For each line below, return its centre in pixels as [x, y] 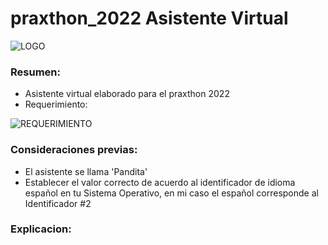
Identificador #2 [58, 203]
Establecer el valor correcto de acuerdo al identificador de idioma [160, 182]
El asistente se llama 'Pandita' [86, 171]
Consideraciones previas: [74, 150]
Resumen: [35, 72]
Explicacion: [41, 229]
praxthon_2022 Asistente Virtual [149, 18]
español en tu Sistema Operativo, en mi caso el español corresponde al [171, 193]
